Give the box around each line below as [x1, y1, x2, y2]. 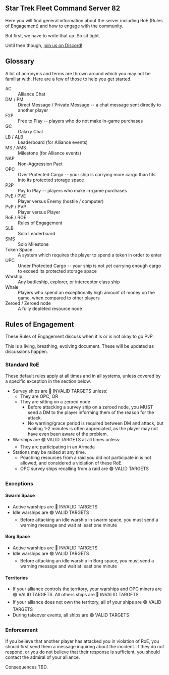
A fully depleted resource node [18, 305, 82, 311]
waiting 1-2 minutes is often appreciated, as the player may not [27, 425, 158, 431]
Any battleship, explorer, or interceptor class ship [18, 279, 120, 285]
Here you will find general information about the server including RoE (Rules [5, 17, 163, 23]
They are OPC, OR [20, 393, 59, 399]
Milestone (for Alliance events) [18, 150, 82, 156]
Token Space [5, 246, 33, 252]
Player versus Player [18, 209, 61, 215]
